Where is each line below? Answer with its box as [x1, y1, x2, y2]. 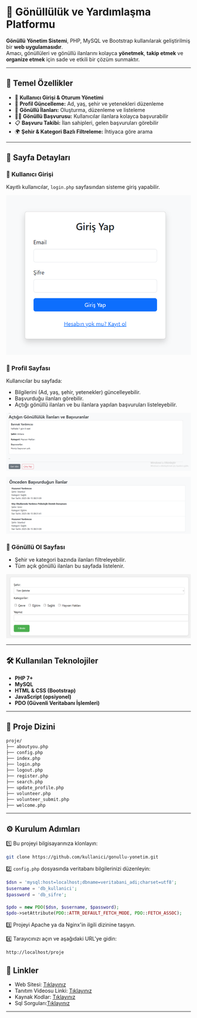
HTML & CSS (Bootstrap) [14, 687, 76, 694]
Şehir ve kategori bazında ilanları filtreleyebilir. [14, 556, 126, 564]
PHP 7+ [14, 674, 33, 681]
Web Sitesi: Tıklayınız [14, 981, 66, 988]
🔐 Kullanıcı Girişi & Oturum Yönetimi [14, 94, 104, 101]
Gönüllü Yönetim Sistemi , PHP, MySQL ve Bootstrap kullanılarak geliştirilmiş [6, 37, 191, 44]
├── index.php [6, 756, 41, 762]
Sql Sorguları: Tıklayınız [14, 1000, 70, 1007]
